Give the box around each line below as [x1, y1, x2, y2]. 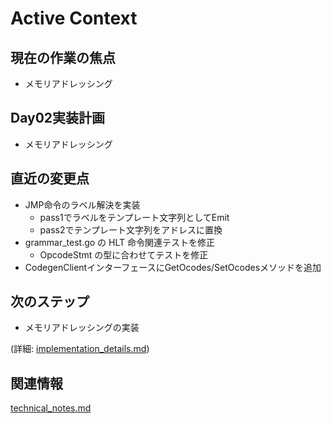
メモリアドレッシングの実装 [24, 322, 140, 334]
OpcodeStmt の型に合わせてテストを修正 [39, 248, 209, 261]
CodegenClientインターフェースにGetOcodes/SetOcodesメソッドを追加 [24, 261, 322, 273]
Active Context [10, 7, 138, 30]
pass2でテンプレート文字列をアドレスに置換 [39, 223, 223, 236]
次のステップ [10, 293, 90, 311]
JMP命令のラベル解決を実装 [24, 198, 141, 211]
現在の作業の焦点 [10, 49, 116, 66]
